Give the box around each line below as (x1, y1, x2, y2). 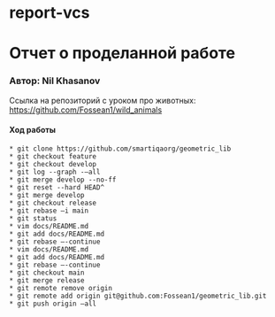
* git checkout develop (9, 159, 97, 168)
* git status (9, 213, 57, 223)
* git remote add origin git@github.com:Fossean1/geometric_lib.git (9, 291, 267, 300)
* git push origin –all (9, 299, 97, 308)
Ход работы (9, 125, 56, 135)
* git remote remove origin (9, 283, 113, 292)
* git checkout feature (9, 151, 97, 161)
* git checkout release (9, 198, 97, 207)
